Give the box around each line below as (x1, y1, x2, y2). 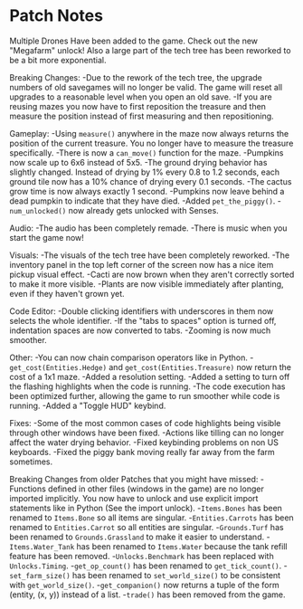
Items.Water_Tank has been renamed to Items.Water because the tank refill (9, 540, 288, 552)
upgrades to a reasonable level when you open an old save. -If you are (9, 91, 273, 102)
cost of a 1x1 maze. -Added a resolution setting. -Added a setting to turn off (9, 371, 290, 382)
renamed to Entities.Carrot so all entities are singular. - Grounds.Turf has (9, 521, 284, 532)
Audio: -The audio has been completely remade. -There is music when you (9, 223, 288, 233)
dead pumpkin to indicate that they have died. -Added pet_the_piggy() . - (9, 195, 282, 206)
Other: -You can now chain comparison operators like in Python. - (9, 352, 254, 363)
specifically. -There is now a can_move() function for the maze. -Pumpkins (9, 147, 284, 158)
